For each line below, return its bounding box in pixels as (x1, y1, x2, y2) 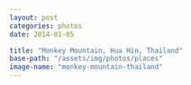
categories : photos (9, 21, 83, 30)
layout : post (9, 13, 59, 22)
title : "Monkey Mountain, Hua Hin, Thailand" (9, 46, 183, 55)
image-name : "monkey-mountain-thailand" (9, 63, 164, 72)
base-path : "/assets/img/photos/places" (9, 55, 164, 64)
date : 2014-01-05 (9, 30, 75, 38)
